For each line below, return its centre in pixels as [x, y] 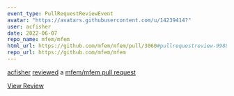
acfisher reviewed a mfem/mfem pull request [71, 72]
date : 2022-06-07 [32, 33]
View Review [25, 86]
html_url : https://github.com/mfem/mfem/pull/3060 [82, 46]
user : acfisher [29, 26]
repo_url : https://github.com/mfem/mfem [67, 53]
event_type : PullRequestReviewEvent [60, 14]
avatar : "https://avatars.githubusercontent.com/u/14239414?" [99, 20]
